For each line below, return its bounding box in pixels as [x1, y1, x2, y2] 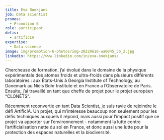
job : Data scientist [5, 12, 48, 17]
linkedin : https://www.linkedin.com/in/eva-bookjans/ [5, 53, 119, 59]
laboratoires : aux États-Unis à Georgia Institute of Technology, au [5, 77, 140, 83]
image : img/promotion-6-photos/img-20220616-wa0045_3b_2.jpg [5, 49, 135, 54]
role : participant [5, 26, 43, 31]
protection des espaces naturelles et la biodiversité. [5, 130, 111, 136]
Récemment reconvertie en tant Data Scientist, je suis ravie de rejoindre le [5, 103, 157, 109]
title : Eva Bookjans [5, 7, 48, 12]
